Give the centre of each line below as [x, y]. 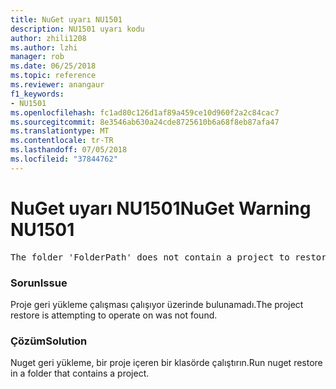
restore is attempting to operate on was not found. [114, 315]
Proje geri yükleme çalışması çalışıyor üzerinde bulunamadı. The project [157, 304]
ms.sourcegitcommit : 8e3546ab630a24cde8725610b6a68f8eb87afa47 [145, 122]
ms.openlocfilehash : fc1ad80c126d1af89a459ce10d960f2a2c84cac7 [145, 112]
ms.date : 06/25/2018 [53, 66]
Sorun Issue [39, 283]
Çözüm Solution [49, 341]
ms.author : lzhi [44, 47]
